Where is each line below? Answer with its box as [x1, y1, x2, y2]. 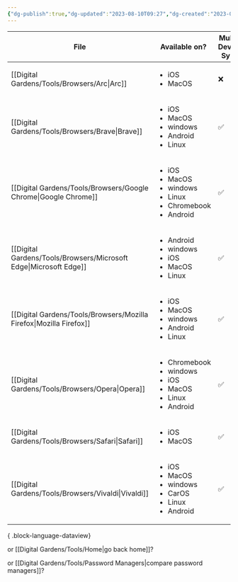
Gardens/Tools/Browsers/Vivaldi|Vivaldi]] [11, 488, 149, 498]
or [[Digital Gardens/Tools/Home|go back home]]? [7, 544, 154, 553]
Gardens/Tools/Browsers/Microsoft [11, 253, 128, 263]
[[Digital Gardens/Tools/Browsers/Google [11, 183, 149, 193]
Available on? [160, 42, 207, 52]
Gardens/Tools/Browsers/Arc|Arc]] [11, 79, 127, 89]
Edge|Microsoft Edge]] [11, 261, 87, 271]
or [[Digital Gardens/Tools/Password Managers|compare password [7, 559, 203, 567]
